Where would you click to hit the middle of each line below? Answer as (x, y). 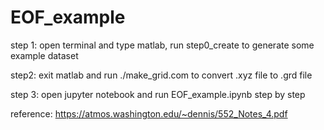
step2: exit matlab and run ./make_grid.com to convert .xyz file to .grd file (161, 75)
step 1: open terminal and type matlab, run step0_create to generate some (162, 45)
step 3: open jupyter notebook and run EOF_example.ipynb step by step (158, 94)
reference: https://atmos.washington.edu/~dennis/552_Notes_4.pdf (149, 113)
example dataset (44, 55)
